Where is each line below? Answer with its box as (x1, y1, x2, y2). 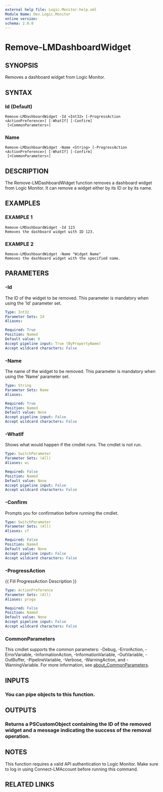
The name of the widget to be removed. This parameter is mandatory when (5, 369, 156, 374)
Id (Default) (5, 103, 33, 110)
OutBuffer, (5, 657, 26, 663)
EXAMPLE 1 (5, 214, 33, 220)
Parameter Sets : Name (5, 387, 49, 393)
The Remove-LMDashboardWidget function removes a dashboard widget (5, 180, 152, 186)
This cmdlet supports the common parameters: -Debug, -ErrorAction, (5, 646, 145, 653)
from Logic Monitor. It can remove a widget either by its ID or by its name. (5, 185, 152, 191)
